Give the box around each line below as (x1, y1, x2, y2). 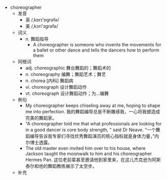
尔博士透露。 (25, 140, 52, 145)
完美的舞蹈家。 (25, 115, 57, 121)
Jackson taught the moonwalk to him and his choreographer (25, 150, 152, 157)
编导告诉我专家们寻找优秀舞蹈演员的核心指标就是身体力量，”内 (30, 133, 159, 139)
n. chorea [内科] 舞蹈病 (25, 78, 74, 84)
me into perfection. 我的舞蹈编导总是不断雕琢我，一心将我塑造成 (25, 109, 160, 114)
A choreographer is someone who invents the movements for (33, 42, 162, 47)
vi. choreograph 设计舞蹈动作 (25, 84, 87, 90)
